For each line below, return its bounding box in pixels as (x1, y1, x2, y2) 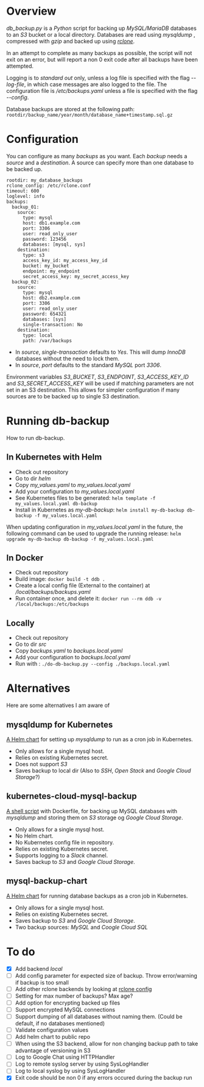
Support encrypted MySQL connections (15, 1006, 116, 1013)
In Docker (6, 553, 44, 563)
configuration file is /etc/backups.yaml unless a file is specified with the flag (6, 87, 198, 94)
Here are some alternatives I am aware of (6, 701, 110, 709)
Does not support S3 (15, 761, 68, 767)
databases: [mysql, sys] (22, 241, 86, 247)
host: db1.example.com (22, 220, 80, 226)
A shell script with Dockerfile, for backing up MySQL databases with (6, 807, 178, 814)
